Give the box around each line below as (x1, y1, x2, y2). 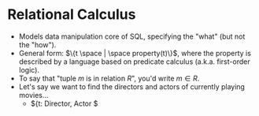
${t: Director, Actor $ (30, 99, 98, 108)
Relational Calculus (7, 6, 136, 24)
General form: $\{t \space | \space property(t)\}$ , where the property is (18, 48, 251, 58)
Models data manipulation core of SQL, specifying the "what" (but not (18, 32, 246, 41)
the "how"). (18, 39, 57, 49)
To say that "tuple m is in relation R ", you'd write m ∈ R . (18, 73, 200, 83)
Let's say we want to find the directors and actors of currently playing (18, 81, 246, 92)
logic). (18, 65, 40, 74)
